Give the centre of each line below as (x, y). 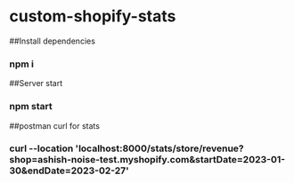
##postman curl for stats (55, 125)
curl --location (41, 148)
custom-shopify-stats (93, 16)
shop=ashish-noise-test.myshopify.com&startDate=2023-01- (147, 160)
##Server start (36, 84)
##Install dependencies (53, 41)
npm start (31, 107)
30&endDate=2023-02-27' (69, 171)
